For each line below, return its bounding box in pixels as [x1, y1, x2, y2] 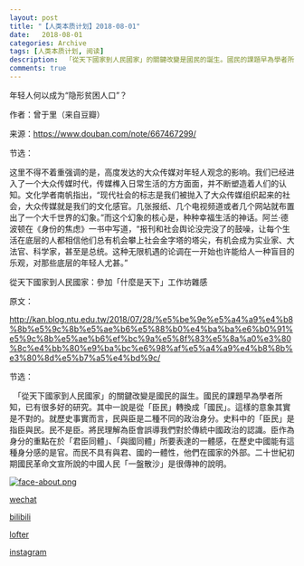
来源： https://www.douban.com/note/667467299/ [9, 128, 197, 139]
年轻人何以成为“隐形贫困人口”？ [9, 90, 128, 101]
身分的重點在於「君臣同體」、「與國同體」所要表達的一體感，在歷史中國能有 [9, 436, 287, 446]
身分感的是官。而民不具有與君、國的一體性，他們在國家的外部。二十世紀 [16, 446, 287, 457]
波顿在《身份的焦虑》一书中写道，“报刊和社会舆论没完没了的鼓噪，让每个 [9, 223, 283, 234]
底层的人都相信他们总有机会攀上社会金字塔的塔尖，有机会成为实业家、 [24, 235, 287, 245]
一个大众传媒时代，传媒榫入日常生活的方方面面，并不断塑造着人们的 [24, 177, 279, 188]
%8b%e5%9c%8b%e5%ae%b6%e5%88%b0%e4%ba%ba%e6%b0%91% [9, 323, 294, 334]
